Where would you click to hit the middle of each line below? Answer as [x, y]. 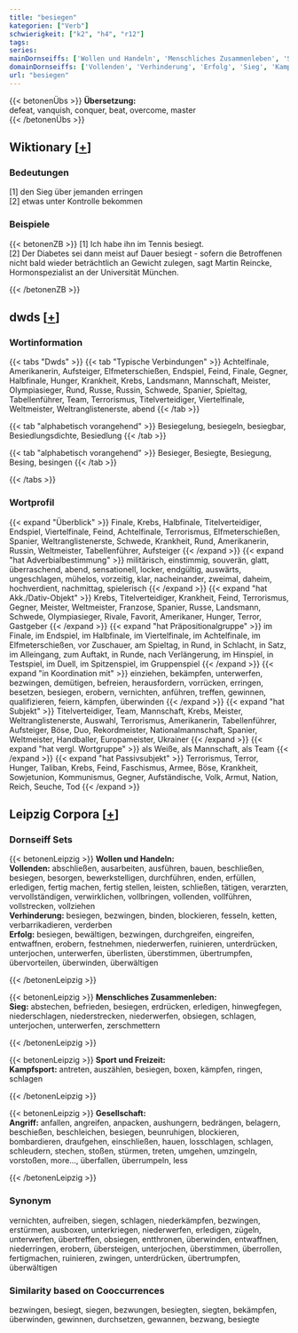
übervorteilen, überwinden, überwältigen [84, 963]
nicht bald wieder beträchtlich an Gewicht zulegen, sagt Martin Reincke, [141, 262]
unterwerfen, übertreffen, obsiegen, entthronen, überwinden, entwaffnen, [144, 1239]
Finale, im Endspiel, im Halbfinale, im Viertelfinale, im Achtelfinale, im [135, 635]
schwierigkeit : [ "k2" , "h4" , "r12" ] [77, 34]
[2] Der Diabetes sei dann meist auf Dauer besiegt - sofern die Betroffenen [145, 253]
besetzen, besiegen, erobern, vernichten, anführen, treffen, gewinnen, [137, 692]
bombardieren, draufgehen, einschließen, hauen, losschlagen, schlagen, [141, 1142]
